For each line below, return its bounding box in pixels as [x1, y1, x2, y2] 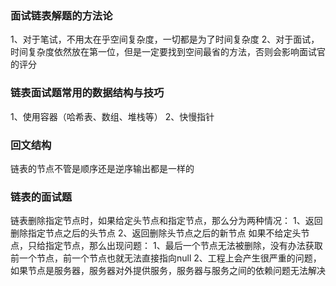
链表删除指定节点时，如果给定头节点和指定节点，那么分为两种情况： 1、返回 [10, 215, 323, 227]
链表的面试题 [10, 190, 73, 204]
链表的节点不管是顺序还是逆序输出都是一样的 [10, 162, 195, 174]
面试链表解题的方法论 [10, 8, 113, 22]
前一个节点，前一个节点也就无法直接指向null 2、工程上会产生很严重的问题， [10, 252, 322, 264]
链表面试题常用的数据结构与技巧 [10, 86, 165, 100]
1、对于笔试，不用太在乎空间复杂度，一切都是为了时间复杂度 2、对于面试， [10, 33, 320, 46]
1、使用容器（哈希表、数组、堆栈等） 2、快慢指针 [10, 110, 215, 122]
